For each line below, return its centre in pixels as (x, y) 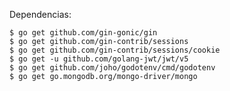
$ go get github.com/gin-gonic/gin (83, 33)
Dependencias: (40, 14)
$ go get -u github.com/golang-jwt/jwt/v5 (99, 59)
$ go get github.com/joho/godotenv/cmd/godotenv (112, 68)
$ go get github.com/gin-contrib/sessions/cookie (115, 50)
